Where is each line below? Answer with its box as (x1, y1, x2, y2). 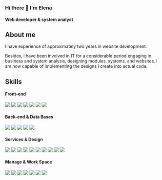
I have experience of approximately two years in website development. (5, 43, 147, 49)
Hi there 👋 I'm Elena (5, 4, 52, 11)
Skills (5, 78, 22, 86)
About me (5, 30, 36, 39)
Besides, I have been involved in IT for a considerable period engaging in (5, 53, 152, 59)
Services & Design (5, 136, 43, 142)
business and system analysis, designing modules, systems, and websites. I (5, 58, 158, 64)
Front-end (5, 91, 26, 97)
